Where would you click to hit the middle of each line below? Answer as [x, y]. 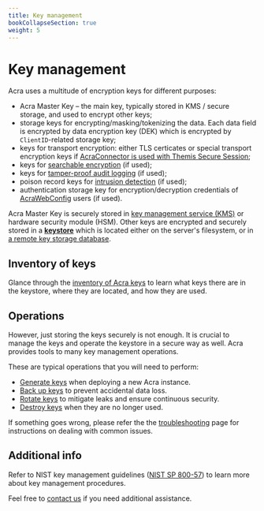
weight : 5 [24, 30]
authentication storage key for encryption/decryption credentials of [129, 190]
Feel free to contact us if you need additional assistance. [100, 498]
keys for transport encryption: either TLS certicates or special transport [136, 148]
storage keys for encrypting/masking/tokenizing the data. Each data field [138, 123]
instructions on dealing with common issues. [81, 431]
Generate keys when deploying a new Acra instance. [105, 382]
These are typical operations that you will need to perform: [104, 367]
